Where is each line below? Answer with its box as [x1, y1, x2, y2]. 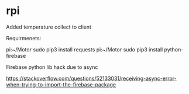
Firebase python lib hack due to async [6, 63, 98, 71]
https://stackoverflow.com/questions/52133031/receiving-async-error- [6, 75, 177, 82]
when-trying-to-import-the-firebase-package [6, 81, 116, 88]
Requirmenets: [6, 34, 42, 41]
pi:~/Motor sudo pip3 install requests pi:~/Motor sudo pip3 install [6, 46, 163, 53]
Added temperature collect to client [6, 23, 92, 30]
